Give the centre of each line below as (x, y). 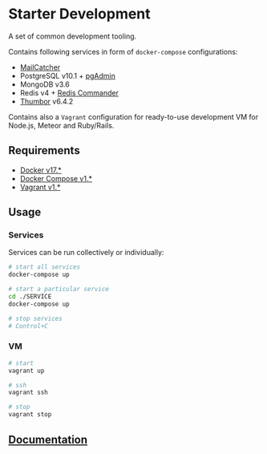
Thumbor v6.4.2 (47, 101)
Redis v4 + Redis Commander (69, 92)
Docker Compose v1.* (56, 178)
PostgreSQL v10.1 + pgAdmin (68, 75)
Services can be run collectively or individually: (86, 253)
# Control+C (28, 326)
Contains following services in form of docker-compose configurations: (123, 51)
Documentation (48, 439)
